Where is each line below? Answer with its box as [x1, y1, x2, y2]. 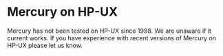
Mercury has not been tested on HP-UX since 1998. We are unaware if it [7, 27, 211, 35]
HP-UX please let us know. [7, 41, 83, 49]
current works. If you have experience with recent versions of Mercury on [7, 33, 217, 42]
